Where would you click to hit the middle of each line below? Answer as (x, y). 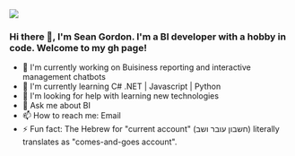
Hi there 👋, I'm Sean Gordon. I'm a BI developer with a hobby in (148, 37)
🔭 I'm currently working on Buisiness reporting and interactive (136, 67)
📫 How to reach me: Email (71, 116)
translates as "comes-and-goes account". (100, 142)
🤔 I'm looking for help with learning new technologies (121, 96)
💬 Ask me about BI (56, 106)
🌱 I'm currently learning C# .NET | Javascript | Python (121, 87)
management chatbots (64, 77)
